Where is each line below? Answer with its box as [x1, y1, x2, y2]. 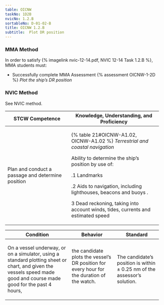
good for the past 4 [7, 281, 52, 288]
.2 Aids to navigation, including [71, 183, 142, 189]
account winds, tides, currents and [71, 206, 151, 213]
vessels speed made [7, 269, 55, 276]
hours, [7, 287, 22, 294]
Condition [25, 231, 49, 238]
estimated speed [71, 212, 110, 219]
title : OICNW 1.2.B [5, 25, 45, 30]
